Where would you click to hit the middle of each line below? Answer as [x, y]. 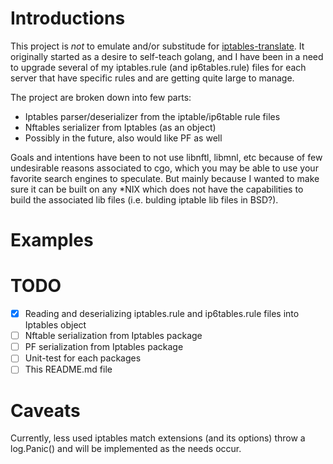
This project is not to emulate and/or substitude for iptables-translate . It [157, 46]
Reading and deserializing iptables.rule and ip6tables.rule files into [162, 314]
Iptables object [55, 325]
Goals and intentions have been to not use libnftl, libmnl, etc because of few [166, 157]
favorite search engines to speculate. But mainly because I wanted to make [165, 178]
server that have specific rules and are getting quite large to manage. [152, 78]
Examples [52, 240]
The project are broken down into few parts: [101, 97]
